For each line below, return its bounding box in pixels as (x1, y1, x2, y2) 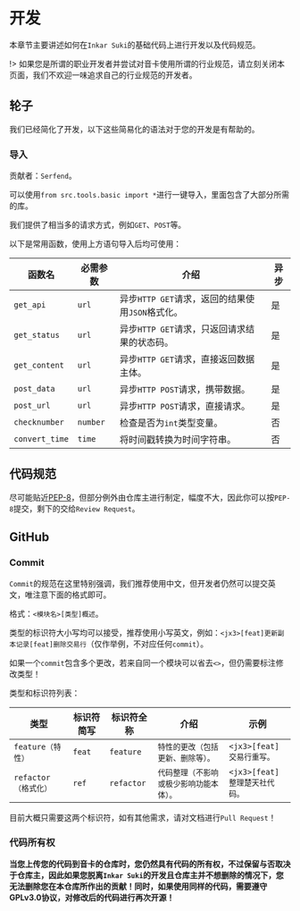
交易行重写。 (229, 752, 275, 762)
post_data (13, 384, 55, 394)
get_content (13, 360, 65, 371)
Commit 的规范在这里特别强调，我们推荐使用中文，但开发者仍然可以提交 (9, 578, 268, 588)
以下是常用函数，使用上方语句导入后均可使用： (9, 239, 181, 249)
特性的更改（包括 (157, 741, 219, 752)
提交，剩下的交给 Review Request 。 (12, 502, 140, 514)
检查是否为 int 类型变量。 (119, 417, 223, 429)
